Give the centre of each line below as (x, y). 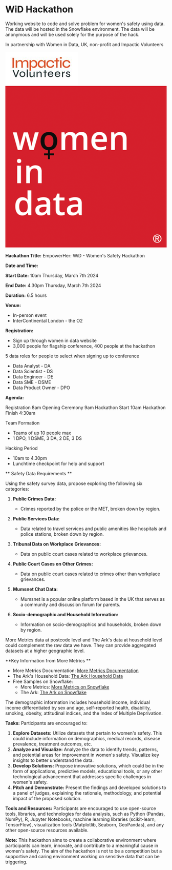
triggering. (16, 862)
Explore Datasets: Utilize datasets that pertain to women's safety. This (87, 733)
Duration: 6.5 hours (26, 295)
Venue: (13, 305)
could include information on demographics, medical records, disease (87, 738)
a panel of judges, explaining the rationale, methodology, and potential (87, 793)
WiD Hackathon (39, 9)
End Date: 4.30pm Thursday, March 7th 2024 (53, 285)
